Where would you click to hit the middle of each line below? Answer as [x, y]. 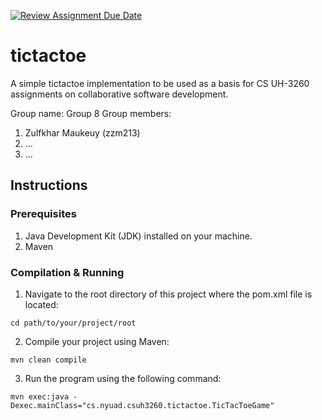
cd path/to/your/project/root [73, 323]
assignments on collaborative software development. [119, 94]
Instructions [49, 185]
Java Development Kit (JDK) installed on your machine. [138, 236]
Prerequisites [43, 214]
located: [41, 304]
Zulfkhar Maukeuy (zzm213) [82, 132]
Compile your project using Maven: [97, 341]
